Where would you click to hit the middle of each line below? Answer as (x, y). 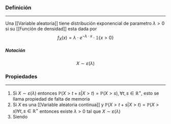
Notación (15, 50)
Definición (18, 8)
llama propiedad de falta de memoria (51, 99)
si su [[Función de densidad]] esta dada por (51, 29)
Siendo (20, 117)
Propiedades (21, 76)
